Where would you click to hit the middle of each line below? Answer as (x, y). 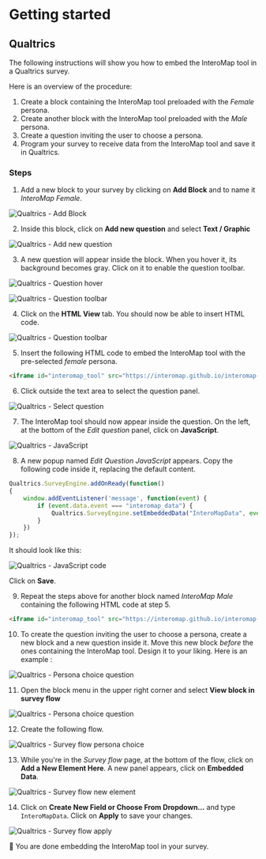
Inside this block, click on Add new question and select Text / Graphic (135, 229)
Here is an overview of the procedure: (71, 86)
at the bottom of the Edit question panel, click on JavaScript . (120, 430)
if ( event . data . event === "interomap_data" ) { (115, 505)
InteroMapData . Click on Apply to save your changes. (107, 815)
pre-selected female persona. (69, 361)
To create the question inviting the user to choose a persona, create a (133, 634)
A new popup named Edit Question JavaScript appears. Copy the (127, 461)
